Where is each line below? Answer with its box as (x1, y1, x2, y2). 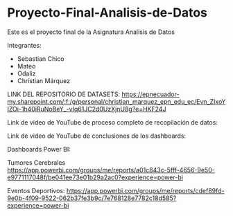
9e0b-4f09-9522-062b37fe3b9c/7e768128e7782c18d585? (7, 194, 177, 202)
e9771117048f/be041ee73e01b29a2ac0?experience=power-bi (7, 173, 184, 181)
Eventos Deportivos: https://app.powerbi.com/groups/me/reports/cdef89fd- (7, 186, 225, 195)
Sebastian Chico (17, 54, 64, 63)
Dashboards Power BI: (7, 145, 71, 153)
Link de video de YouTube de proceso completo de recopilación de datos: (7, 118, 218, 126)
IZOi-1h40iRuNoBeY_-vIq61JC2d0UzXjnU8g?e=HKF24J (7, 105, 166, 113)
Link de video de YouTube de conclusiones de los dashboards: (7, 132, 187, 140)
